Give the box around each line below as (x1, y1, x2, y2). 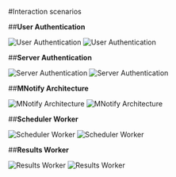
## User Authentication (8, 22, 86, 31)
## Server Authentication (8, 53, 93, 62)
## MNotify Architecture (8, 83, 89, 93)
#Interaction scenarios (8, 7, 82, 16)
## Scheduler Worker (8, 114, 79, 124)
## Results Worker (8, 145, 70, 154)
